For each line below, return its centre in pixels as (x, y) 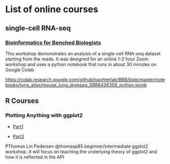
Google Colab (20, 70)
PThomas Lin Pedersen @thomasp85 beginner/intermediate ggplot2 (77, 146)
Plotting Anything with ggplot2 (44, 115)
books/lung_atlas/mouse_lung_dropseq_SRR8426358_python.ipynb (76, 85)
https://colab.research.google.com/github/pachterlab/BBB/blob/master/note (85, 79)
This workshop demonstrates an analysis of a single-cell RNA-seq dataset (83, 53)
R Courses (22, 101)
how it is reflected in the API (35, 157)
